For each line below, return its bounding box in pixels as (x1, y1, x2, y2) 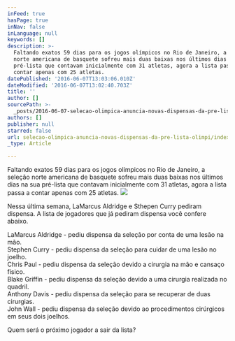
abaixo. (7, 217, 29, 226)
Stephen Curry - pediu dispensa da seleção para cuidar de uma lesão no (7, 245, 217, 254)
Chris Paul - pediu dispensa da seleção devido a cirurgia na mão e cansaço (7, 260, 225, 269)
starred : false (7, 127, 52, 134)
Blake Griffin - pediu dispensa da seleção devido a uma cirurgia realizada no (7, 275, 227, 284)
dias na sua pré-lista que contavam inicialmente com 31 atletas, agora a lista (7, 180, 227, 189)
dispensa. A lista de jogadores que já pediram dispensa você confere (7, 210, 206, 218)
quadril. (7, 282, 29, 291)
